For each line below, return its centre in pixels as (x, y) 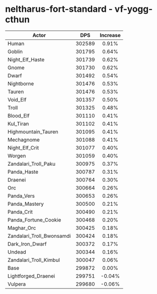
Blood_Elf (19, 115)
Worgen (17, 155)
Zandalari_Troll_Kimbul (34, 260)
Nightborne (21, 83)
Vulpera (17, 284)
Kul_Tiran (18, 123)
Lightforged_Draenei (31, 276)
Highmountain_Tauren (33, 132)
